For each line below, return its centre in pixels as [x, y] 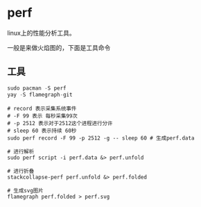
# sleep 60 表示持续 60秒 [42, 131]
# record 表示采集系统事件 [42, 108]
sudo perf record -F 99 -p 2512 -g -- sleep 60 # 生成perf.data [101, 138]
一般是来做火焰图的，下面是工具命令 [59, 47]
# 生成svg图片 [25, 190]
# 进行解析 [21, 151]
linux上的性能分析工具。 [41, 33]
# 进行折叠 [21, 171]
